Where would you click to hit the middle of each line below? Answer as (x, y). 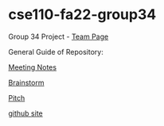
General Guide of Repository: (56, 52)
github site (26, 113)
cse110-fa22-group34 (82, 15)
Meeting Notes (33, 67)
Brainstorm (26, 82)
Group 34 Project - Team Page (59, 36)
